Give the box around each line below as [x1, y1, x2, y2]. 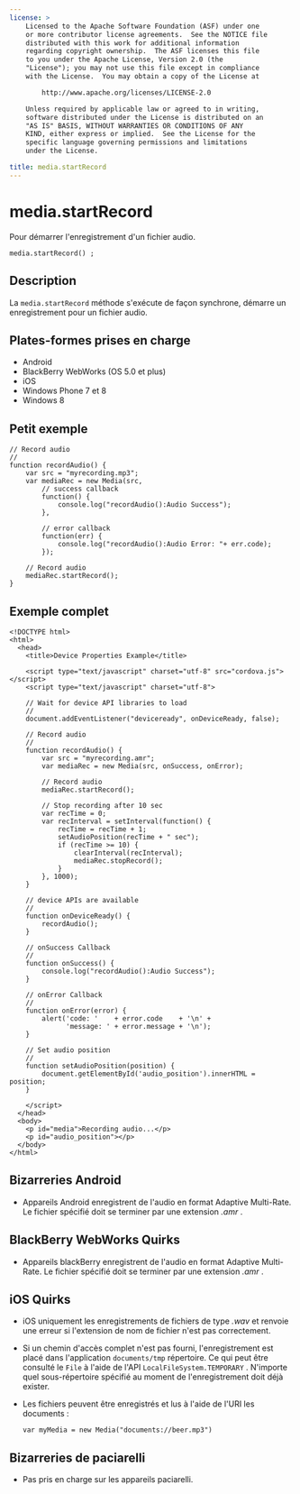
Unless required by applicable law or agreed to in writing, [25, 105, 259, 114]
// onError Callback [25, 990, 103, 999]
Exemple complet [9, 603, 110, 619]
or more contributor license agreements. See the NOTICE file [25, 30, 268, 39]
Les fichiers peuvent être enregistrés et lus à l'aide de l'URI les [22, 1398, 255, 1409]
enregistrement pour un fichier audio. [9, 307, 149, 317]
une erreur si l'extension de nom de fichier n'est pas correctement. [22, 1325, 271, 1336]
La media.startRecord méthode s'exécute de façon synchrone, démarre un [9, 297, 286, 307]
